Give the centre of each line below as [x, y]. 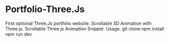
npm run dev [19, 34]
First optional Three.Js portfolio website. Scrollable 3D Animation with [78, 23]
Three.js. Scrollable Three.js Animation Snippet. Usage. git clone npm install [85, 28]
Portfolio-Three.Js [45, 9]
